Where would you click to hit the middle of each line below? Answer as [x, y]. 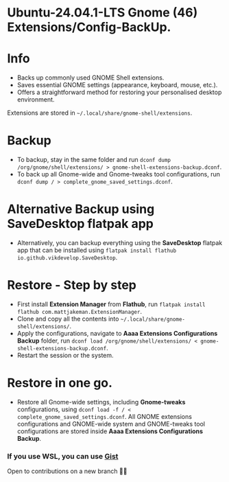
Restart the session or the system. [65, 355]
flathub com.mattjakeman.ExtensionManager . [80, 311]
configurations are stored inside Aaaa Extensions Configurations [110, 431]
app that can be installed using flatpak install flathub [97, 250]
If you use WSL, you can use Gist [63, 456]
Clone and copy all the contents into [68, 319]
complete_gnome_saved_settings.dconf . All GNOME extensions [104, 416]
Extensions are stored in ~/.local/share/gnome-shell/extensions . [100, 113]
